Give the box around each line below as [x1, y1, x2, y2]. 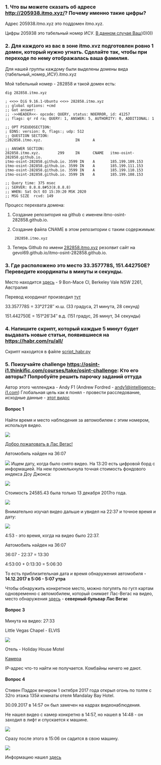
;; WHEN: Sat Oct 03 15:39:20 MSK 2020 [5, 189, 87, 194]
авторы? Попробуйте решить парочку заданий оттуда [5, 373, 142, 380]
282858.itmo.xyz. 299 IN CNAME [5, 150, 104, 155]
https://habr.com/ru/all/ [5, 338, 64, 344]
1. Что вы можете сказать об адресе [5, 3, 96, 10]
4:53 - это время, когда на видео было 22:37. [5, 532, 100, 538]
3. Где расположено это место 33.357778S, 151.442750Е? [5, 262, 150, 269]
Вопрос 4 [5, 677, 25, 682]
